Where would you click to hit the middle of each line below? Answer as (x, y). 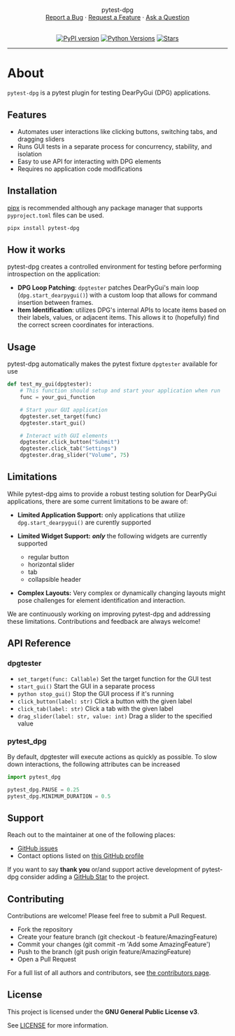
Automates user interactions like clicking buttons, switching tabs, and (117, 131)
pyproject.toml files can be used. (56, 215)
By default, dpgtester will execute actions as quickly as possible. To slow (112, 756)
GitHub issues (37, 848)
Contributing (36, 899)
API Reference (39, 643)
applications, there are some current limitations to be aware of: (98, 501)
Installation (32, 191)
